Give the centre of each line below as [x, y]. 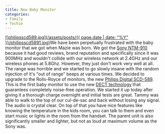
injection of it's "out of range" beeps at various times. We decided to [75, 74]
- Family [14, 19]
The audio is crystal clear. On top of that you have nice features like [74, 105]
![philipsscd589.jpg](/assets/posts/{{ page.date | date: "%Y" [67, 37]
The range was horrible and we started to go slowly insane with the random [82, 69]
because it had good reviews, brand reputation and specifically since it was [82, 53]
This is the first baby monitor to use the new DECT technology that [73, 85]
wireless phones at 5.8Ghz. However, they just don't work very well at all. [80, 64]
